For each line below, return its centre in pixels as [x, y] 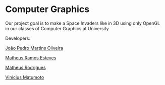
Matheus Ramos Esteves [31, 58]
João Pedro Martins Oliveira [34, 48]
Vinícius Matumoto [25, 77]
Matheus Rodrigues [26, 67]
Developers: [18, 38]
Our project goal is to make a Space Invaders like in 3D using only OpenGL [83, 23]
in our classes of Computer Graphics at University [57, 28]
